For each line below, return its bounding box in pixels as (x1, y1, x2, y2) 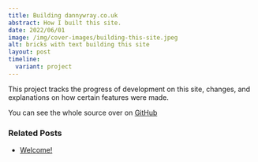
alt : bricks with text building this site (8, 41, 150, 49)
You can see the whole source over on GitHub (8, 108, 158, 117)
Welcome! (19, 145, 53, 155)
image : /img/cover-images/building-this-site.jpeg (8, 33, 178, 42)
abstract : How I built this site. (8, 19, 122, 27)
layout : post (8, 48, 51, 56)
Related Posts (8, 127, 62, 138)
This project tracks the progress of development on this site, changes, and (8, 84, 251, 94)
